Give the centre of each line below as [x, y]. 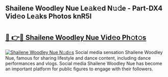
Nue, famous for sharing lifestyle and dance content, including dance [78, 58]
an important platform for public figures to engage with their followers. [79, 69]
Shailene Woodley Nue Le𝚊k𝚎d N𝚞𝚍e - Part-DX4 [84, 8]
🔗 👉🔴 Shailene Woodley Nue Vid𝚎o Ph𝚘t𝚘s [76, 37]
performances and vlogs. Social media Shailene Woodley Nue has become [84, 63]
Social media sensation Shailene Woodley [119, 52]
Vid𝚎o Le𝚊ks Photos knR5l [49, 17]
